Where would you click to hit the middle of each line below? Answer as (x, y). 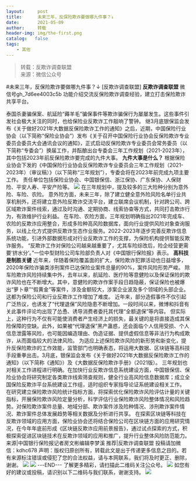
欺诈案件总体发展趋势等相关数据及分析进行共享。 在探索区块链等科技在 (101, 414)
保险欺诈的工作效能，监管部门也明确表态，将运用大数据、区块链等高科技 (103, 348)
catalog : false (27, 39)
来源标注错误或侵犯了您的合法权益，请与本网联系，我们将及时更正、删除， (100, 458)
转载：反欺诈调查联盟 (46, 67)
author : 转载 (26, 28)
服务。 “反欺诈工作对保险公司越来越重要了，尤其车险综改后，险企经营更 (97, 245)
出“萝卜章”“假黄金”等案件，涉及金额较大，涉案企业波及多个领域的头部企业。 (97, 289)
